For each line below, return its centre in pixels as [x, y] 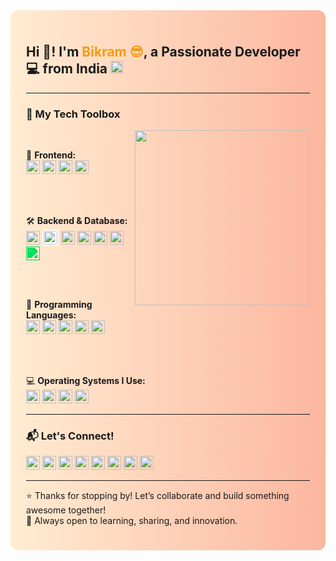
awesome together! [66, 510]
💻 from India [67, 69]
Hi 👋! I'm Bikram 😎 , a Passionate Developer [163, 52]
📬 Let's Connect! [70, 436]
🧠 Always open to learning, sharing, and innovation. [132, 521]
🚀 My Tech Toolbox [73, 114]
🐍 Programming [59, 305]
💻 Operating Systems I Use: [86, 381]
